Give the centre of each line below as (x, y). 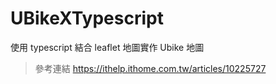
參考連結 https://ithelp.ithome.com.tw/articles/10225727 (150, 68)
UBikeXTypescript (87, 18)
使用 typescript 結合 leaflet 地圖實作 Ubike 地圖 (107, 47)
